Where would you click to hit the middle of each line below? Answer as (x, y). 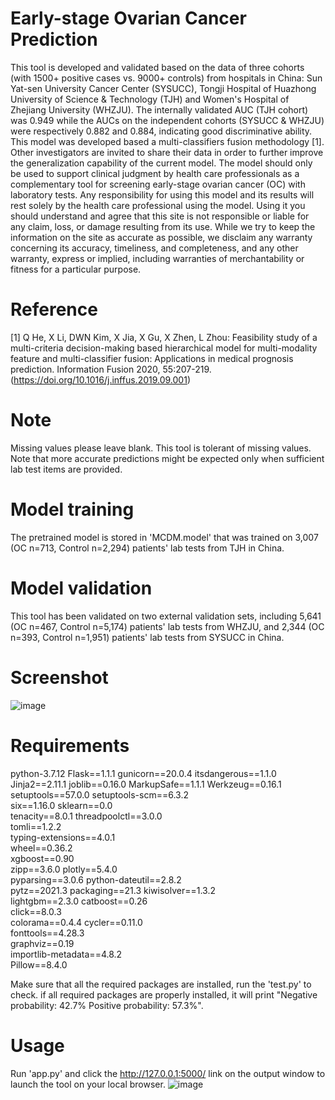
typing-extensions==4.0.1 (63, 837)
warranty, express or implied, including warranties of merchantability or (157, 258)
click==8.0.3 (36, 911)
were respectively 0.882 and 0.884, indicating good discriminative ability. (161, 131)
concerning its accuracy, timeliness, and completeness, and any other (154, 248)
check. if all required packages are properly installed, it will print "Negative (164, 994)
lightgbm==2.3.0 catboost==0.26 (79, 901)
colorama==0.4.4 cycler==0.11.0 (76, 922)
